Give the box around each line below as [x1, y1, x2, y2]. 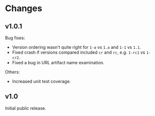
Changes [5, 3, 42, 14]
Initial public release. [5, 105, 47, 111]
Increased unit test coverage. [12, 78, 71, 84]
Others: [5, 69, 20, 75]
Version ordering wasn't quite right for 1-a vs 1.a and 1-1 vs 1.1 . [12, 44, 141, 50]
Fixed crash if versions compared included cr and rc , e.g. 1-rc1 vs [12, 49, 145, 55]
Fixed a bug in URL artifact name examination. [12, 60, 104, 65]
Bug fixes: [5, 35, 25, 41]
